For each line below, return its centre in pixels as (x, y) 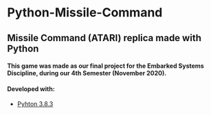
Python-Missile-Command (85, 13)
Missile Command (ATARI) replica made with (104, 38)
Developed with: (31, 89)
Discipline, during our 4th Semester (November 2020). (87, 73)
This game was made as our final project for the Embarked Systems (105, 66)
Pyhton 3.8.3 (35, 104)
